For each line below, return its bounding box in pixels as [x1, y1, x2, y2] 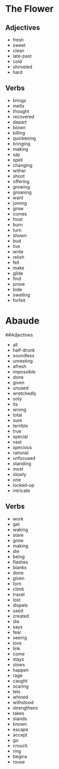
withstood [12, 699, 34, 705]
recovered [12, 113, 35, 119]
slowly [12, 471, 26, 477]
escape [12, 726, 29, 732]
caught [12, 678, 28, 684]
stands [12, 715, 27, 722]
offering [12, 178, 29, 184]
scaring [12, 683, 29, 689]
